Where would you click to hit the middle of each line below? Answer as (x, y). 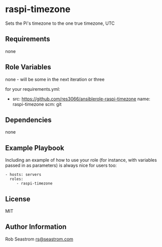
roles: (17, 179)
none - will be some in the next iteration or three (55, 79)
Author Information (36, 227)
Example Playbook (35, 148)
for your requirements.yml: (33, 89)
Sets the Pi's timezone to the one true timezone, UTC (60, 23)
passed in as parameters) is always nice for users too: (61, 165)
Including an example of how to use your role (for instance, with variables (81, 160)
